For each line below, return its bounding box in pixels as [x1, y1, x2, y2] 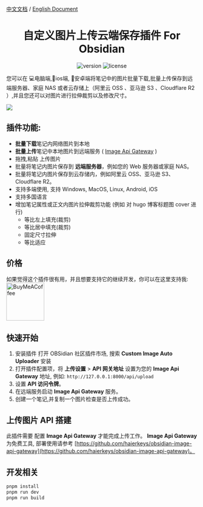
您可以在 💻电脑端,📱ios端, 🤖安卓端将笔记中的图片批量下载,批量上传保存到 [6, 75, 188, 82]
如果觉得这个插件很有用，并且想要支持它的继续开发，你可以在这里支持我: [6, 275, 189, 282]
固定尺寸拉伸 [24, 231, 56, 238]
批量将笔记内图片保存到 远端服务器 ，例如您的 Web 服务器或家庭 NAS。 [15, 163, 193, 170]
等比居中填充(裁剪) [24, 223, 71, 231]
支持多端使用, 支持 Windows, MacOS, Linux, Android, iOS [15, 185, 158, 192]
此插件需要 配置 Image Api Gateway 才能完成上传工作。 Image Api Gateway [6, 432, 198, 440]
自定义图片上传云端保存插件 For [23, 29, 181, 43]
